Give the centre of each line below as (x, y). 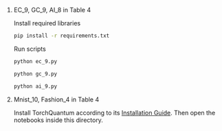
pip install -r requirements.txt (62, 36)
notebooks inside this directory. (58, 120)
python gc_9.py (35, 74)
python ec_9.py (35, 61)
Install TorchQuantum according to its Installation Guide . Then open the (114, 112)
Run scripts (30, 49)
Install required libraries (47, 23)
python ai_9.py (35, 86)
